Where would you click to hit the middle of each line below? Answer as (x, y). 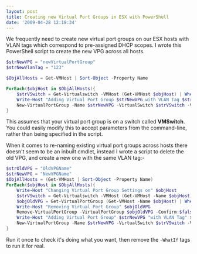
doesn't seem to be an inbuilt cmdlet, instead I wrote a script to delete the (95, 152)
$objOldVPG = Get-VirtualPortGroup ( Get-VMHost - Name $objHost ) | (99, 201)
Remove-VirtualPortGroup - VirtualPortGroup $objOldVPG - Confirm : (98, 212)
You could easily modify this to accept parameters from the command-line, (97, 128)
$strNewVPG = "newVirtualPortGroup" (51, 62)
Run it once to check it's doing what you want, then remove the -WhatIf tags (98, 239)
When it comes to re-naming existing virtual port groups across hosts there (97, 145)
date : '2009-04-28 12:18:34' (42, 22)
